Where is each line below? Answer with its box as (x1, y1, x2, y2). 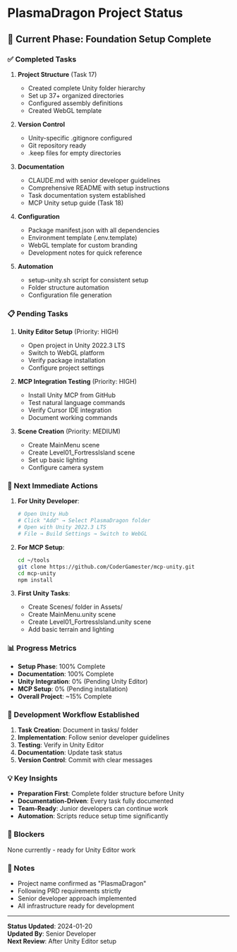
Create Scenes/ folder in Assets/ (28, 603, 123, 611)
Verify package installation (28, 356, 106, 365)
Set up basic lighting (28, 456, 88, 464)
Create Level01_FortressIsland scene (28, 448, 135, 457)
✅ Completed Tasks (7, 54, 77, 64)
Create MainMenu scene (28, 441, 100, 450)
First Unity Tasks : (17, 589, 71, 598)
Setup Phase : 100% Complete (17, 662, 106, 670)
